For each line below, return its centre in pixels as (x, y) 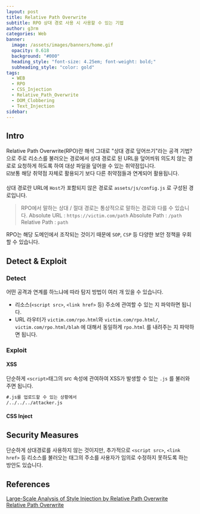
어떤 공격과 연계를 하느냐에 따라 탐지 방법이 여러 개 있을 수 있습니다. (85, 292)
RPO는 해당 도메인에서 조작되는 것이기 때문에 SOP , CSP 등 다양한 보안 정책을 (93, 235)
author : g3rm (22, 28)
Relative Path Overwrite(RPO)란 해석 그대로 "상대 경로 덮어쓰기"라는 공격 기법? (99, 151)
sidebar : (17, 112)
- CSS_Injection (32, 90)
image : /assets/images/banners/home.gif (62, 45)
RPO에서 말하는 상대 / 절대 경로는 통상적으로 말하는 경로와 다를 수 (97, 208)
